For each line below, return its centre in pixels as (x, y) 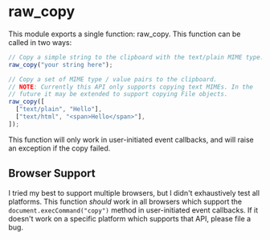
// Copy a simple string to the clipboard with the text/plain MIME (125, 57)
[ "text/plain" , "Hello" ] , (59, 110)
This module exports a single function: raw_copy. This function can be (125, 34)
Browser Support (52, 174)
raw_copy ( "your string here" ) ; (61, 64)
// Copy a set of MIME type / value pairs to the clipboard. (113, 79)
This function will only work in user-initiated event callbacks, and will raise (131, 139)
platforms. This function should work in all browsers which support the (125, 201)
